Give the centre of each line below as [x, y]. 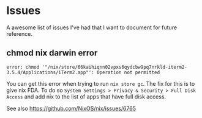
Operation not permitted [129, 72]
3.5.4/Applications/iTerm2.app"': [50, 72]
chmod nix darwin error [52, 53]
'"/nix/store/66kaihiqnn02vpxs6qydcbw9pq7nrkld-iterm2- [115, 67]
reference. [19, 33]
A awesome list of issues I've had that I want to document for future [92, 27]
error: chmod [23, 67]
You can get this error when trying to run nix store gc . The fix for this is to [101, 83]
